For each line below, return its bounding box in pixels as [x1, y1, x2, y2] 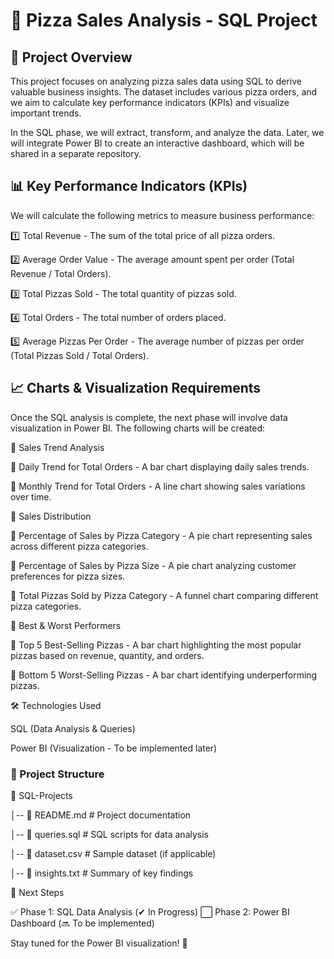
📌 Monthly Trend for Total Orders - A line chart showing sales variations [10, 480, 306, 492]
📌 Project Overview [10, 49, 133, 66]
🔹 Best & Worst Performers [10, 619, 122, 631]
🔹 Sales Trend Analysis [10, 441, 105, 453]
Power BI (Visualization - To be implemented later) [10, 742, 218, 754]
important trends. [10, 107, 82, 119]
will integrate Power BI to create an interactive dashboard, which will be [10, 137, 305, 149]
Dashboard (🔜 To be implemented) [10, 917, 155, 929]
